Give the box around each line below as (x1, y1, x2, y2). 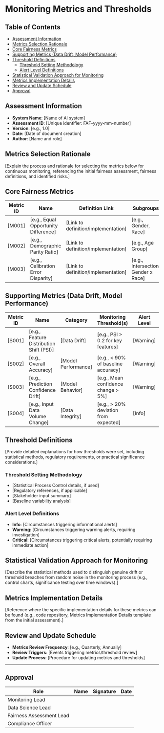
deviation (97, 407, 119, 414)
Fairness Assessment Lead (7, 712, 69, 719)
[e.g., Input (28, 401, 54, 408)
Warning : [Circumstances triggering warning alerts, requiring (12, 527, 136, 533)
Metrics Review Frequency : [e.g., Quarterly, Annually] (12, 644, 122, 650)
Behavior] (60, 387, 83, 394)
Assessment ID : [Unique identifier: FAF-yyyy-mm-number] (12, 120, 131, 126)
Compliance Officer (7, 720, 52, 727)
